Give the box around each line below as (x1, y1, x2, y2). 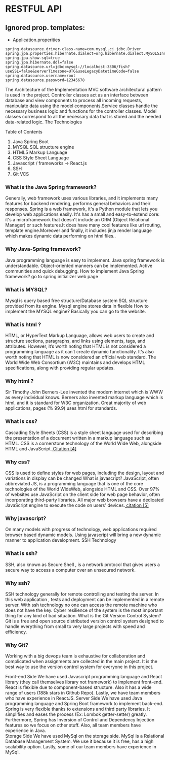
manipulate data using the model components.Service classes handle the (5, 103, 158, 109)
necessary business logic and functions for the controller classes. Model (5, 108, 157, 114)
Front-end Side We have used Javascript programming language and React (5, 674, 162, 680)
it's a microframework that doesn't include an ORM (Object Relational (5, 217, 150, 223)
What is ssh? (5, 550, 38, 557)
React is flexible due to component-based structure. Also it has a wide (5, 684, 152, 690)
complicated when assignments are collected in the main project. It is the (5, 658, 158, 665)
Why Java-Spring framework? (5, 246, 81, 253)
